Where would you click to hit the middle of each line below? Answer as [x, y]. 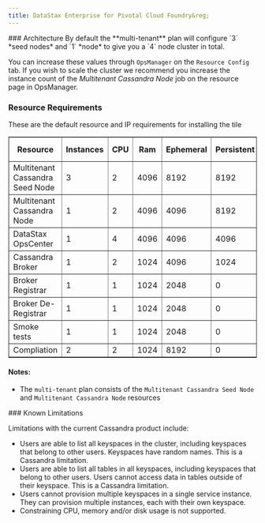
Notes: [20, 371]
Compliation [35, 350]
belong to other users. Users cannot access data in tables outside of [131, 477]
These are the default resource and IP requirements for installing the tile [125, 124]
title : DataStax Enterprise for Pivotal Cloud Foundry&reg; [109, 15]
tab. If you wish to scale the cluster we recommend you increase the [119, 70]
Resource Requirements [55, 107]
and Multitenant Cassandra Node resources [90, 398]
